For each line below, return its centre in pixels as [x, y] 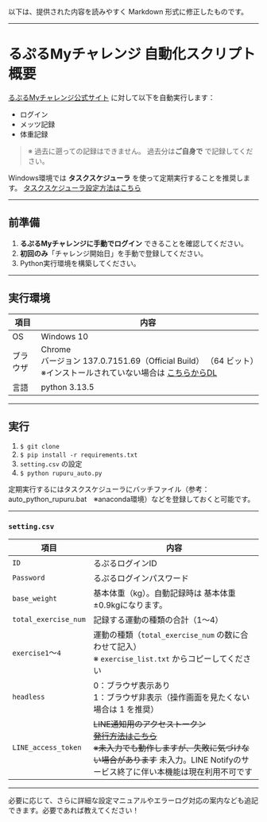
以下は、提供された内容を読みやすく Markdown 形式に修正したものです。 [128, 12]
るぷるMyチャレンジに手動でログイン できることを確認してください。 [134, 243]
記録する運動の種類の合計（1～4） [159, 619]
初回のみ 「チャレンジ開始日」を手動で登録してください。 [114, 253]
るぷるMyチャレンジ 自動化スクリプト [132, 54]
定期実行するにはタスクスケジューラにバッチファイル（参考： [109, 489]
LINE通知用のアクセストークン [150, 724]
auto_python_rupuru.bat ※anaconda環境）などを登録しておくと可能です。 [132, 500]
